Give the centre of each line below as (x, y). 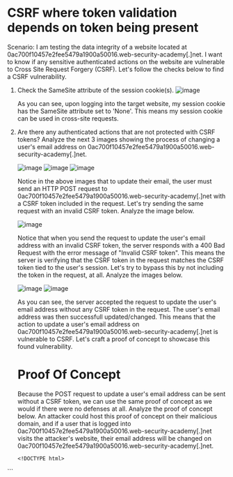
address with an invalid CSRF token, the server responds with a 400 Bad (121, 245)
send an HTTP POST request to (62, 188)
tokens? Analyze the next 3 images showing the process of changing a (119, 139)
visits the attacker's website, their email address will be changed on (114, 438)
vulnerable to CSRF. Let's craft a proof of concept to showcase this (113, 339)
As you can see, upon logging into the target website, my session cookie (121, 103)
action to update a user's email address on (78, 324)
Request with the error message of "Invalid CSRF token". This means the (121, 252)
